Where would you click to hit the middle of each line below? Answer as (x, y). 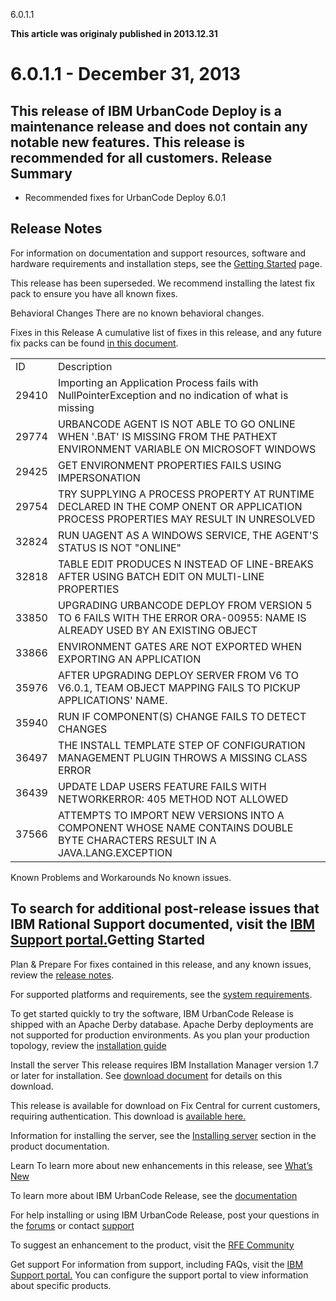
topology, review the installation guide (88, 1045)
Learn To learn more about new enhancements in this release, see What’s (161, 1165)
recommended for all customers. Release (141, 157)
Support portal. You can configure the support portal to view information (159, 1275)
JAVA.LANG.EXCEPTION (115, 852)
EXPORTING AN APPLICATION (129, 659)
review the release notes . (62, 975)
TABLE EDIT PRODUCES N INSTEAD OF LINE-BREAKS (185, 564)
